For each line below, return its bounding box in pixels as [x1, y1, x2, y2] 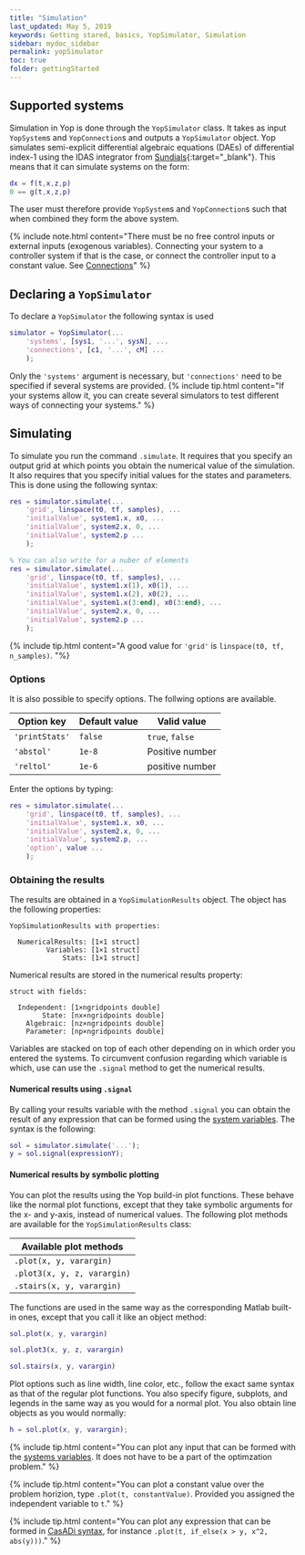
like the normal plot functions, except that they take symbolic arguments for [9, 1199, 293, 1210]
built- [271, 1301, 292, 1312]
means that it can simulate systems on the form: [9, 161, 189, 172]
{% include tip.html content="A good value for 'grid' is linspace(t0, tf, [9, 640, 285, 651]
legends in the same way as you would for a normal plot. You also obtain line [9, 1398, 297, 1409]
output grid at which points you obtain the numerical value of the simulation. [9, 460, 296, 471]
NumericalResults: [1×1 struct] [17, 937, 141, 947]
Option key [17, 715, 66, 727]
